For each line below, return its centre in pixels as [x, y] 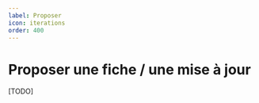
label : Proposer [35, 15]
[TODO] [21, 91]
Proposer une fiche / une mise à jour [129, 69]
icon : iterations [37, 23]
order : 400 [26, 30]
